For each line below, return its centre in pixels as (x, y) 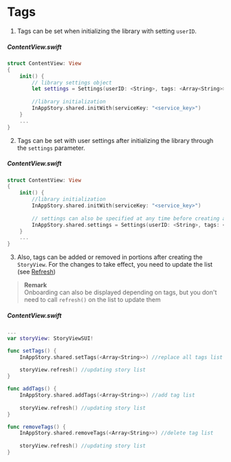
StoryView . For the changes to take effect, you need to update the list (115, 265)
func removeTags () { (37, 427)
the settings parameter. (51, 148)
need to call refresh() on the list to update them (92, 300)
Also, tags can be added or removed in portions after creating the (110, 257)
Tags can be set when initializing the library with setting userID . (107, 31)
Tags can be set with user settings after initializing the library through (115, 140)
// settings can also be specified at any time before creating (126, 218)
